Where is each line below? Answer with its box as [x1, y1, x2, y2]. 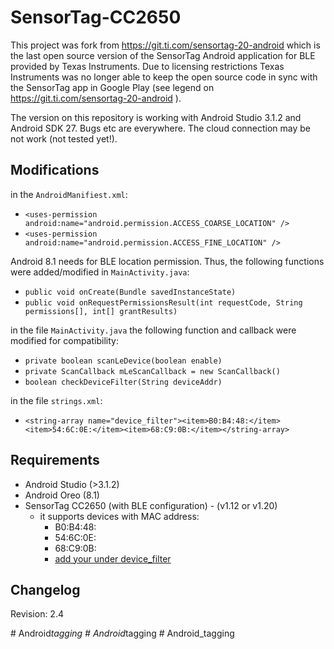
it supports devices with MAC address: [39, 510, 200, 522]
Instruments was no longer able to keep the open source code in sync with [10, 71, 318, 83]
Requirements [10, 452, 100, 469]
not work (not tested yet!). [10, 132, 118, 145]
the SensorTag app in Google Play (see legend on [10, 81, 215, 93]
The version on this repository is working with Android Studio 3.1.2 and [10, 111, 302, 123]
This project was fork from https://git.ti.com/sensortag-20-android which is [10, 39, 321, 51]
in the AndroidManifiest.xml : [10, 188, 128, 200]
